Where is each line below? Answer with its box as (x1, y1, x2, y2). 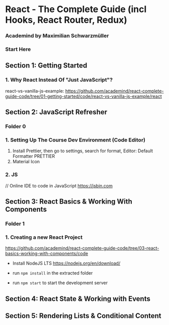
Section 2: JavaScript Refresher (5, 108, 108, 116)
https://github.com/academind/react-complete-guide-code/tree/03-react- (5, 245, 159, 251)
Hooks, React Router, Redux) (5, 14, 127, 26)
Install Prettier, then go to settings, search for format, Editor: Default (12, 148, 153, 154)
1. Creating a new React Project (5, 233, 83, 240)
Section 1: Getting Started (5, 61, 88, 70)
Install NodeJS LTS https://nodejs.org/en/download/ (12, 261, 121, 267)
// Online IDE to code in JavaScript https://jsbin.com (5, 182, 113, 188)
